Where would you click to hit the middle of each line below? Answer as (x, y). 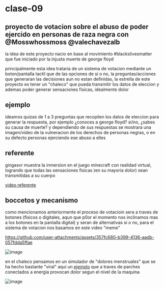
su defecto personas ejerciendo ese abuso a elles (55, 138)
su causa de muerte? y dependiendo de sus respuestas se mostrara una (78, 127)
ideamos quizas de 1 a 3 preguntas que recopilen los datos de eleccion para (82, 116)
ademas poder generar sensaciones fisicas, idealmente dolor (67, 89)
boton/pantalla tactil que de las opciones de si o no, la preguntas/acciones (81, 74)
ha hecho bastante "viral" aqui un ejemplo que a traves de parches (73, 267)
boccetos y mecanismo (42, 200)
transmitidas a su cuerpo (30, 175)
